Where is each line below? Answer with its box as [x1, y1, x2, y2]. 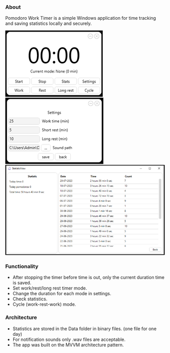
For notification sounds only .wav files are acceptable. [12, 336, 125, 342]
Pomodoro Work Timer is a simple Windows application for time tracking [5, 15, 156, 21]
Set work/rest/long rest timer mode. [12, 285, 88, 291]
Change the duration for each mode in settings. [12, 291, 111, 297]
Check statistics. [12, 296, 48, 302]
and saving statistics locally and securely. [5, 20, 92, 26]
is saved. [12, 280, 31, 286]
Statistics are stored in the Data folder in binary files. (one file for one [12, 326, 157, 332]
